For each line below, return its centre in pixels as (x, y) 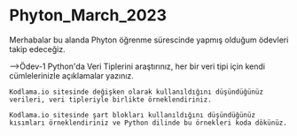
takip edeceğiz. (37, 49)
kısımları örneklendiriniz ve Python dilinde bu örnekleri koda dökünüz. (148, 123)
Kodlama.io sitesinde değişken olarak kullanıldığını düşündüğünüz (137, 92)
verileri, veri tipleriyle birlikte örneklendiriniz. (111, 99)
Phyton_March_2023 (88, 15)
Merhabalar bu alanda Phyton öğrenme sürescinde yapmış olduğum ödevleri (149, 40)
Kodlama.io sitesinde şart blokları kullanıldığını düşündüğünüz (132, 115)
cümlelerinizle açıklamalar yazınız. (72, 75)
